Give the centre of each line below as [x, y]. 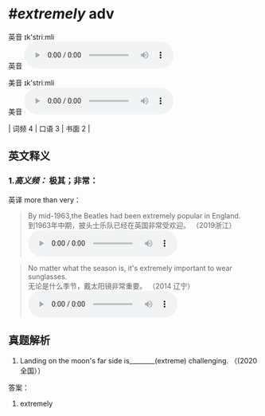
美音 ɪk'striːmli [31, 82]
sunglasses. [47, 277]
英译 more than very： [45, 199]
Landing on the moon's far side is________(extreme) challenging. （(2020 [138, 361]
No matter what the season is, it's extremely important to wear [130, 268]
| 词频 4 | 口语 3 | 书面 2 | [49, 128]
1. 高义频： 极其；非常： [53, 181]
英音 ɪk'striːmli [31, 37]
